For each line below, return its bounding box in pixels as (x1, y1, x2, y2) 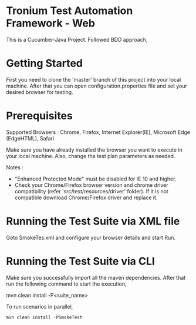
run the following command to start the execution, (6, 280, 127, 287)
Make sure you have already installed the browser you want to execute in (6, 146, 183, 153)
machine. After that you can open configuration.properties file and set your (6, 82, 188, 89)
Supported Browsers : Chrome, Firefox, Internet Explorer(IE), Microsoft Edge (6, 128, 191, 136)
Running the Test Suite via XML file (6, 215, 180, 227)
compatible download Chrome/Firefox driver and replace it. (14, 194, 158, 201)
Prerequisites (6, 109, 73, 123)
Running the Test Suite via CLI (6, 254, 156, 268)
